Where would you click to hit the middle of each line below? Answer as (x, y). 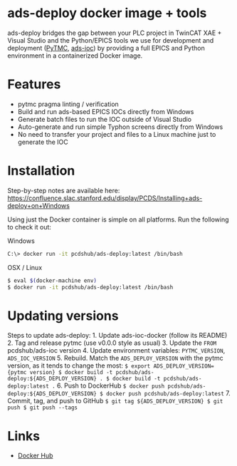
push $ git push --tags (43, 408)
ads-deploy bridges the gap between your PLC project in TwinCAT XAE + (115, 33)
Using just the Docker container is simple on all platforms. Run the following (118, 219)
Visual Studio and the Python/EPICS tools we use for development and (111, 40)
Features (34, 84)
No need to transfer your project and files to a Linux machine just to (117, 134)
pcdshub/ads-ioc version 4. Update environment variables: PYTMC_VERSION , (116, 351)
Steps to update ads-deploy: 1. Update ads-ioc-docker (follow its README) (117, 336)
